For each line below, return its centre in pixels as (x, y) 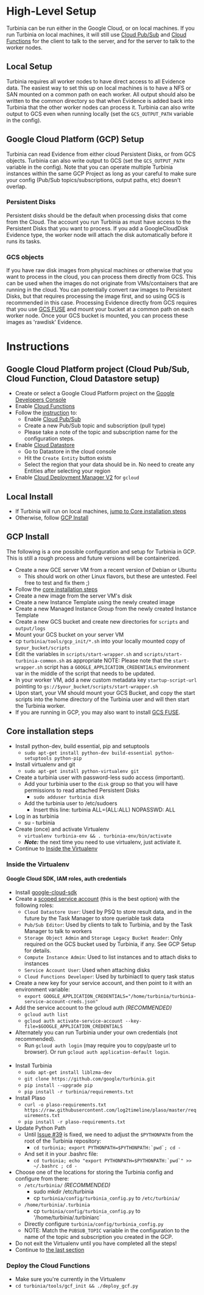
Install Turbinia (33, 1066)
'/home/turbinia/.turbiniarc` (67, 1218)
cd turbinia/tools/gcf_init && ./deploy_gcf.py (76, 1286)
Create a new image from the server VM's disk (73, 596)
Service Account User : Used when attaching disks (87, 970)
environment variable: (42, 989)
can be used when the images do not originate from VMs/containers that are (102, 283)
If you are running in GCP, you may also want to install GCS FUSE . (98, 712)
